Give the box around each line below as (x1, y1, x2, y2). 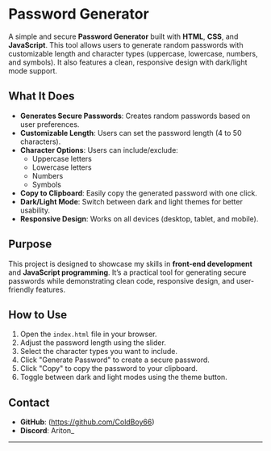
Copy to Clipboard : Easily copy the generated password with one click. (19, 188, 258, 198)
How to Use (8, 308, 68, 322)
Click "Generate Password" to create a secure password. (19, 355, 210, 365)
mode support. (8, 65, 58, 75)
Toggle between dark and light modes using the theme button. (19, 373, 227, 382)
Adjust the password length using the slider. (19, 338, 167, 348)
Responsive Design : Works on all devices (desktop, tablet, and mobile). (19, 213, 259, 223)
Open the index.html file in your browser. (19, 329, 157, 339)
